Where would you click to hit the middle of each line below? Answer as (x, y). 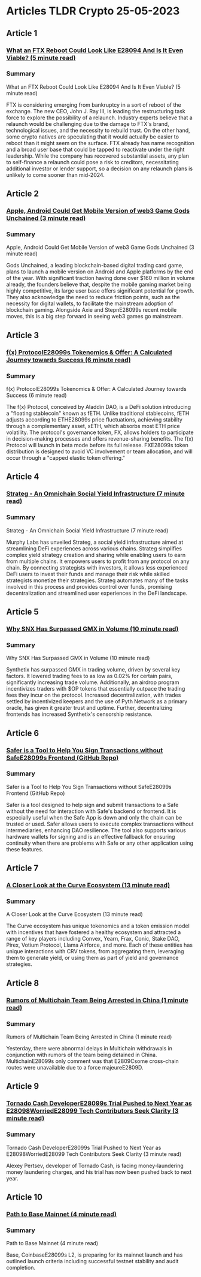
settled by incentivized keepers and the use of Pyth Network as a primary (97, 701)
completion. (21, 1268)
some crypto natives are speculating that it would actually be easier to (93, 137)
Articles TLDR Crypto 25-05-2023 (93, 11)
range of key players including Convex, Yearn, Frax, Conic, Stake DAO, (93, 939)
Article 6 (23, 733)
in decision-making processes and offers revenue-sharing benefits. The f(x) (100, 439)
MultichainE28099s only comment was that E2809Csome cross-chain (93, 1061)
